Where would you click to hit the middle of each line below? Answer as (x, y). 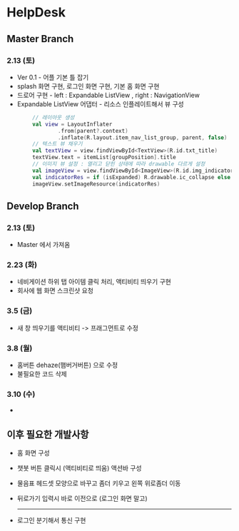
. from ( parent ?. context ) (93, 131)
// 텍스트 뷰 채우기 (57, 144)
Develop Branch (43, 206)
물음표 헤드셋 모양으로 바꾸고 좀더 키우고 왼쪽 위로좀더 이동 (99, 483)
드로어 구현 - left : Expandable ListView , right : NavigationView (108, 95)
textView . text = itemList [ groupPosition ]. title (104, 158)
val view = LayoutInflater (72, 124)
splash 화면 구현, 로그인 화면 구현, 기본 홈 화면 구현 (88, 86)
